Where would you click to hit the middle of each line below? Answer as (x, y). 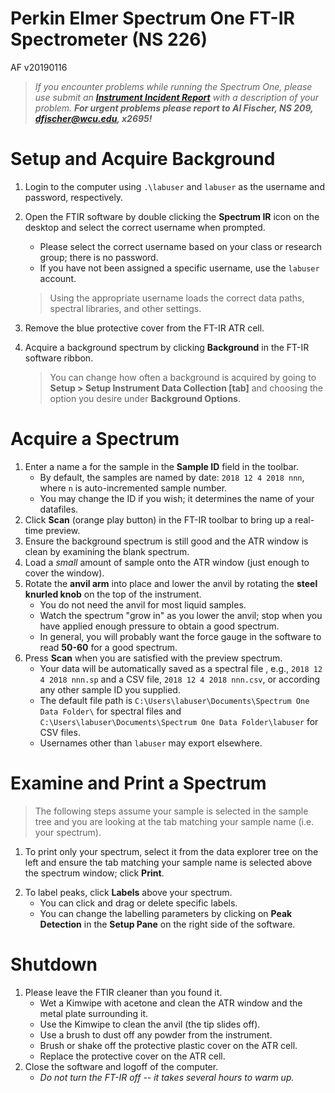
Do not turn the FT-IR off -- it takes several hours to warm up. (167, 1077)
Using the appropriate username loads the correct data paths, (177, 298)
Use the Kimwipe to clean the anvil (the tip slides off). (150, 1024)
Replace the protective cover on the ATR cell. (132, 1056)
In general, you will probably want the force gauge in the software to (180, 636)
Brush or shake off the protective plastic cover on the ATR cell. (168, 1045)
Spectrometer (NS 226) (109, 39)
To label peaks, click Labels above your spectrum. (128, 892)
